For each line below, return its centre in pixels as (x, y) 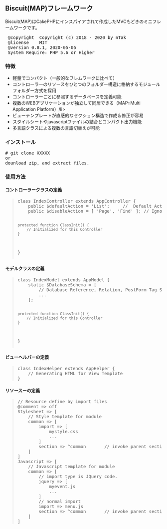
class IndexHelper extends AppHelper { (66, 368)
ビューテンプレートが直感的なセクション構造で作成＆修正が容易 (78, 115)
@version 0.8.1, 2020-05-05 (42, 47)
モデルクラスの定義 (25, 269)
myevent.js (62, 487)
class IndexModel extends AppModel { (63, 280)
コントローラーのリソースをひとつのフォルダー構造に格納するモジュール (86, 84)
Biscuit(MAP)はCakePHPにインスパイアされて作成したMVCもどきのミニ (79, 21)
